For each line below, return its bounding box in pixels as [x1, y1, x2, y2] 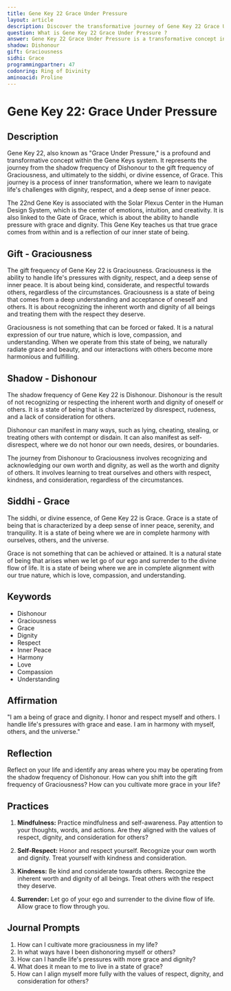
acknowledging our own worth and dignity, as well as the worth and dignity [7, 461, 220, 469]
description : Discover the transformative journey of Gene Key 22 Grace [7, 23, 220, 30]
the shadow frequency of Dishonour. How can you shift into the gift [7, 773, 197, 781]
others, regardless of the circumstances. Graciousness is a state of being [7, 288, 215, 296]
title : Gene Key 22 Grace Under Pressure [7, 10, 128, 17]
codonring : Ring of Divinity [7, 67, 91, 74]
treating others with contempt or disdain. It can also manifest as [7, 434, 188, 441]
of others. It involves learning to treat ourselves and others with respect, [7, 469, 212, 476]
